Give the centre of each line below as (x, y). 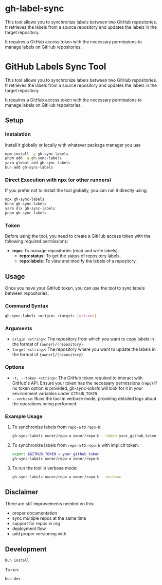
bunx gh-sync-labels (26, 204)
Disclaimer (22, 492)
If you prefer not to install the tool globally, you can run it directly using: (76, 190)
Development (26, 549)
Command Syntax (27, 306)
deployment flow (29, 528)
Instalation (18, 134)
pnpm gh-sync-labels (26, 213)
